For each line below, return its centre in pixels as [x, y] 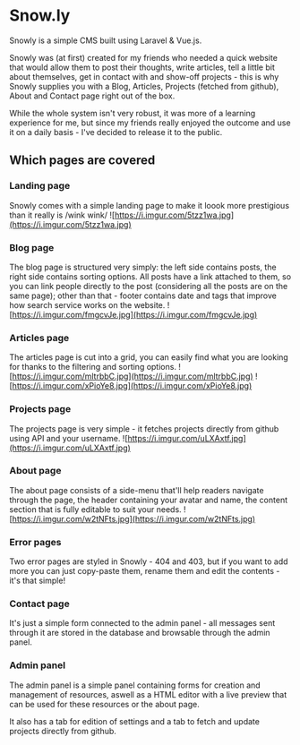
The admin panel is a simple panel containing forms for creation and [135, 685]
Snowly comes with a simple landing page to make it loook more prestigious [149, 205]
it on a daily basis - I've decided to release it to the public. [116, 132]
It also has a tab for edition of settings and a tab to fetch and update [134, 721]
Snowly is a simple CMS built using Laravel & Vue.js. [106, 40]
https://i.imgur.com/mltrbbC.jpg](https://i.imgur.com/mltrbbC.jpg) [133, 376]
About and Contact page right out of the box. [92, 96]
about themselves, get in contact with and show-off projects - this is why [144, 76]
